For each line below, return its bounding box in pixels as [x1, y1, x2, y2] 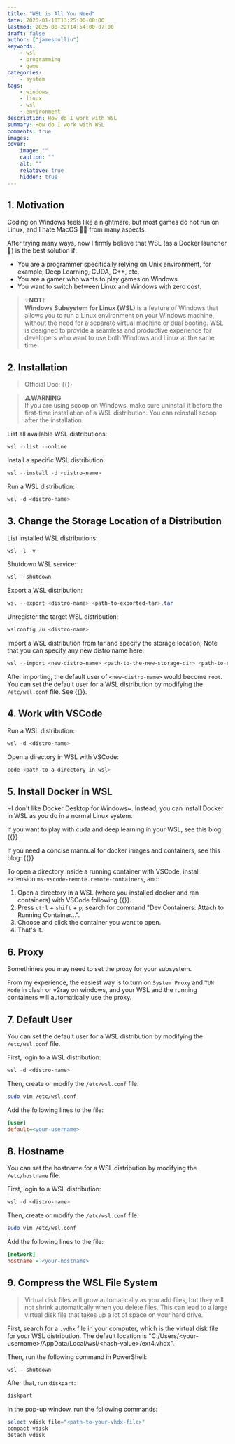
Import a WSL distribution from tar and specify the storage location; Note [7, 639, 218, 648]
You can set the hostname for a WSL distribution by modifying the [7, 1164, 197, 1172]
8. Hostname [7, 1145, 64, 1157]
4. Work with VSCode [7, 708, 103, 720]
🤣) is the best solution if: [7, 246, 78, 255]
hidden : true [20, 173, 58, 180]
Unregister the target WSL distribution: [7, 613, 119, 621]
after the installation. [24, 416, 84, 424]
